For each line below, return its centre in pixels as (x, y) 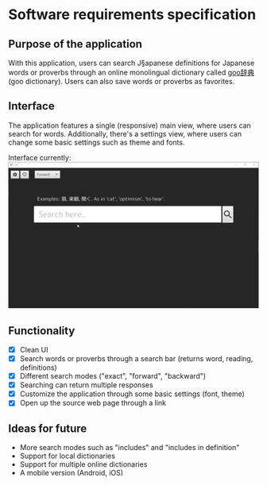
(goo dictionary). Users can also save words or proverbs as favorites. (122, 81)
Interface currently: (40, 157)
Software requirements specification (132, 15)
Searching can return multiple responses (86, 385)
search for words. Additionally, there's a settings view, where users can (125, 133)
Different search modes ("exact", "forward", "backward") (113, 376)
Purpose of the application (75, 44)
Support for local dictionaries (67, 456)
